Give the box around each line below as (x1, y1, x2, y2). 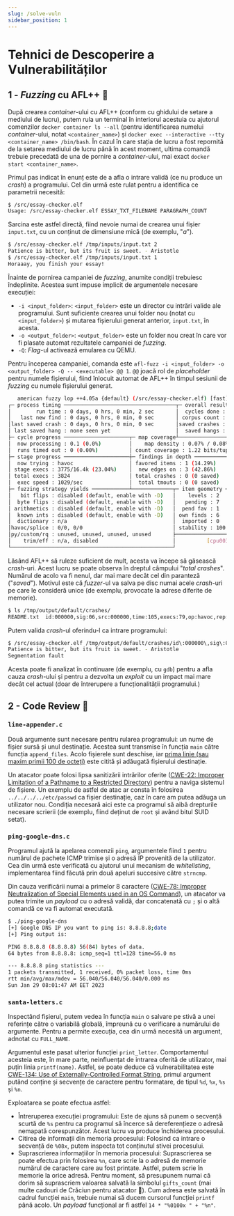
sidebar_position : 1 (8, 17, 68, 24)
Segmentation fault (8, 653, 65, 660)
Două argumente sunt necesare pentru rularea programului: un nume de (8, 735, 214, 743)
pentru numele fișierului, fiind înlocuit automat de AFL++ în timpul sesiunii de (8, 374, 227, 382)
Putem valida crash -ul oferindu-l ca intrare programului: (8, 626, 167, 634)
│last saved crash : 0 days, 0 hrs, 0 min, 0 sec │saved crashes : (8, 421, 226, 428)
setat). (8, 815, 26, 823)
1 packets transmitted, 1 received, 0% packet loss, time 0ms (8, 969, 192, 976)
